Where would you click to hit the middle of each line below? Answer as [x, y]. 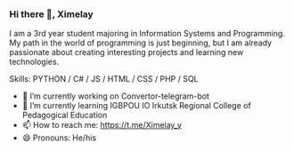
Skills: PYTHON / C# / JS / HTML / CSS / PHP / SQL [104, 79]
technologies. [34, 62]
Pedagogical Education [65, 115]
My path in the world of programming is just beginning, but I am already [141, 43]
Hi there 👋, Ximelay [51, 14]
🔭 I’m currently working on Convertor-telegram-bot [115, 96]
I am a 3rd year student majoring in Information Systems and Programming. [147, 34]
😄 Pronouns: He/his [59, 138]
